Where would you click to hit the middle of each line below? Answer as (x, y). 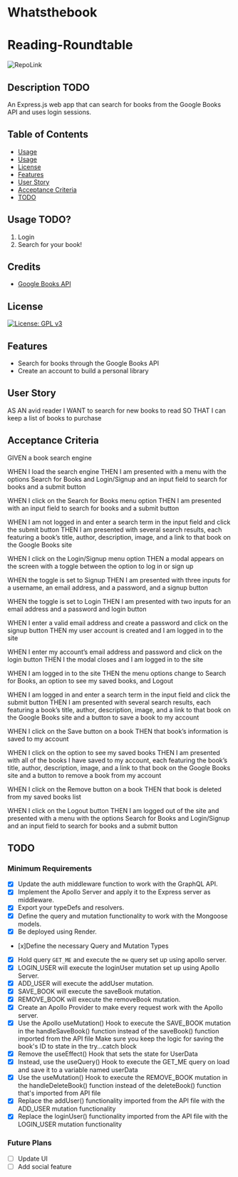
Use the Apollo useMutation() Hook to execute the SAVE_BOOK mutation (124, 1023)
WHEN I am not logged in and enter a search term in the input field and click (119, 522)
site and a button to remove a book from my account (84, 775)
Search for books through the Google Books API (88, 363)
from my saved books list (45, 797)
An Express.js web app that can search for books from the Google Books (114, 104)
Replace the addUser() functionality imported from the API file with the (121, 1101)
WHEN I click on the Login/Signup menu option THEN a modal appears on (116, 558)
